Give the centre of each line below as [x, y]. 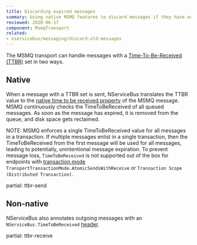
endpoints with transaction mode [46, 161]
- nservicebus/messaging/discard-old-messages [64, 39]
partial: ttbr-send [26, 185]
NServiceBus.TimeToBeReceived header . [53, 224]
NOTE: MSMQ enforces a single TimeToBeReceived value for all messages [96, 130]
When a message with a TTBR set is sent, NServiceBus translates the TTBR [97, 94]
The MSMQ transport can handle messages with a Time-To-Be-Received [94, 55]
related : [17, 33]
